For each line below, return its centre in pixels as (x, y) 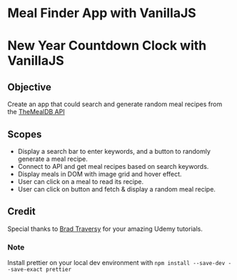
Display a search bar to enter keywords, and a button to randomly (114, 151)
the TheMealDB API (36, 112)
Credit (21, 212)
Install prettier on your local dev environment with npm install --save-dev (116, 263)
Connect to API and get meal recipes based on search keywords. (113, 166)
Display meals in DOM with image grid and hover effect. (100, 174)
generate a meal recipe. (52, 159)
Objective (30, 87)
